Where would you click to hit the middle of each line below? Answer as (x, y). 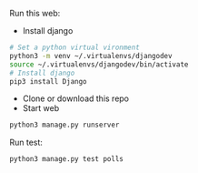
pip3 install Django (49, 81)
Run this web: (35, 13)
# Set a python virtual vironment (75, 47)
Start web (41, 108)
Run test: (26, 142)
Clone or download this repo (76, 98)
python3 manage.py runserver (64, 125)
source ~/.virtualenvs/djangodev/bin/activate (99, 64)
